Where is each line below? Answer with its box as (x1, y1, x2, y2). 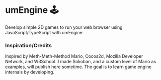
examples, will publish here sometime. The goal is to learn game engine (5, 64, 152, 70)
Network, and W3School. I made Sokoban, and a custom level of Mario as (5, 59, 157, 65)
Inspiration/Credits (5, 42, 52, 49)
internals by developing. (5, 69, 55, 75)
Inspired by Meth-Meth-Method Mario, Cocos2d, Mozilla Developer (5, 53, 143, 59)
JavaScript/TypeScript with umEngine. (5, 29, 84, 35)
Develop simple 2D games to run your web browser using (5, 24, 123, 30)
